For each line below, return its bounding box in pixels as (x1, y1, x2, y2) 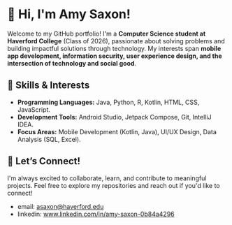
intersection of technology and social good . (7, 59, 137, 67)
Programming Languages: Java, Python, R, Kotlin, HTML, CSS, (17, 98, 200, 106)
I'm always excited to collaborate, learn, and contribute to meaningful (7, 174, 207, 182)
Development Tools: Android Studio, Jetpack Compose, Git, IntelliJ (17, 112, 212, 121)
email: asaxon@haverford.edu (17, 202, 104, 210)
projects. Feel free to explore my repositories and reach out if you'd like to (7, 181, 220, 189)
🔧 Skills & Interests (7, 80, 90, 92)
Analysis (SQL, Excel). (17, 135, 82, 143)
